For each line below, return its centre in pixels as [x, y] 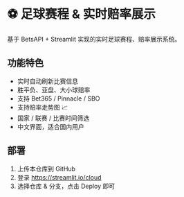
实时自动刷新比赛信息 [47, 81]
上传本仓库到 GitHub [46, 169]
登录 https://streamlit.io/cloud [59, 177]
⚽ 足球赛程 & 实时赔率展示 [81, 14]
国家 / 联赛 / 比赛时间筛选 [53, 118]
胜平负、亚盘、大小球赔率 [54, 89]
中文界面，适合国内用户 [50, 126]
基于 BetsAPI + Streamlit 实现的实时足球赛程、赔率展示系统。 [94, 39]
